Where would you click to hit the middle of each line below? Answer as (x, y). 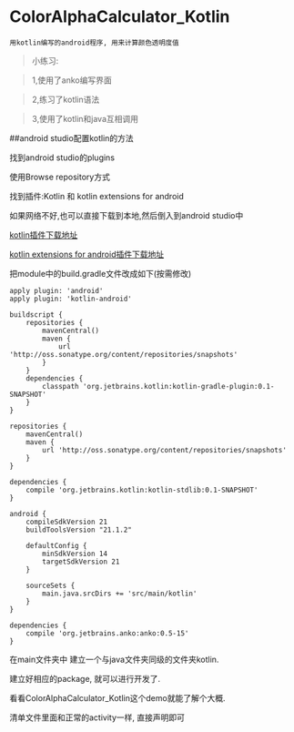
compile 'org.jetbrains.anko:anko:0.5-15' (107, 633)
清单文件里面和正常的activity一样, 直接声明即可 (97, 717)
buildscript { (36, 315)
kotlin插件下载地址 (44, 235)
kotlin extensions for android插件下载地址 (87, 254)
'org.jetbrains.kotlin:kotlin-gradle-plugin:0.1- (178, 386)
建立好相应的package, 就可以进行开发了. (85, 678)
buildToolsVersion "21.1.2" (79, 530)
